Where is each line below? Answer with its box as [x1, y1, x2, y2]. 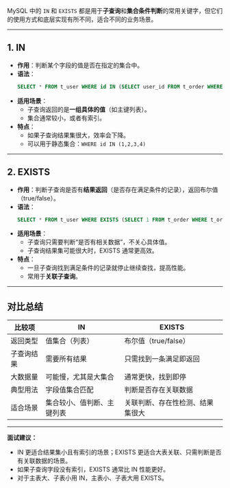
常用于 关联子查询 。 [27, 272, 82, 281]
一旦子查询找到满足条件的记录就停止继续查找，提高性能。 [27, 264, 190, 272]
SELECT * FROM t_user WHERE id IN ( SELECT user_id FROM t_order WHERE [16, 83, 223, 90]
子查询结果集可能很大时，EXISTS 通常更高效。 [27, 246, 159, 255]
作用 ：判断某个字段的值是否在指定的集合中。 [16, 61, 144, 69]
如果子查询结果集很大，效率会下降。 [27, 130, 130, 139]
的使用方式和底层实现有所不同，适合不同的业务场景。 [7, 15, 157, 23]
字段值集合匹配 [45, 385, 94, 395]
